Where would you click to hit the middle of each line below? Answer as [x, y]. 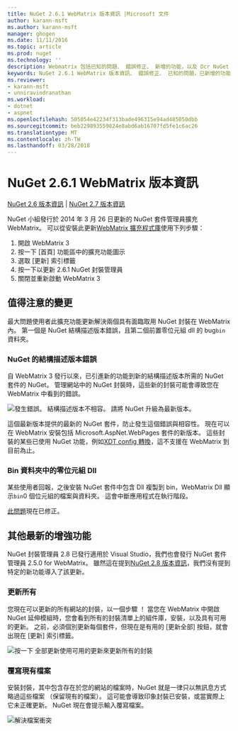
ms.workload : [27, 100]
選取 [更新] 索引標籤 [46, 261]
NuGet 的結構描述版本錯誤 [52, 359]
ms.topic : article [34, 47]
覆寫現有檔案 [29, 671]
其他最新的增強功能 [49, 536]
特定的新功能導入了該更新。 [48, 572]
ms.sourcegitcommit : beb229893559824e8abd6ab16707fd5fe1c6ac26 [103, 126]
